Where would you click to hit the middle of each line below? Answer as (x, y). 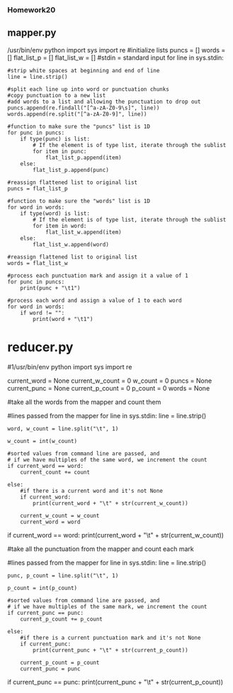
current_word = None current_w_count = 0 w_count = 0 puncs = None (110, 381)
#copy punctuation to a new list (57, 95)
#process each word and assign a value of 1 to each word (95, 300)
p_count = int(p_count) (42, 588)
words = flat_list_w (38, 263)
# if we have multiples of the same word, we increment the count (107, 459)
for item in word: (60, 226)
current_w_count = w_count (60, 515)
